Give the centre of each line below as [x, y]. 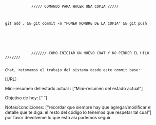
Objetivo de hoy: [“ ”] [26, 98]
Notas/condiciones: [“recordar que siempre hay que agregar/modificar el [78, 107]
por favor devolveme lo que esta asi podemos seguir [58, 117]
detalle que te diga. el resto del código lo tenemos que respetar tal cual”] [78, 112]
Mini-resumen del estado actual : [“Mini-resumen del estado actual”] [74, 88]
